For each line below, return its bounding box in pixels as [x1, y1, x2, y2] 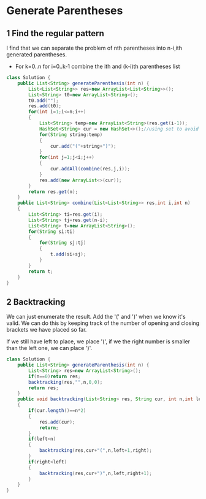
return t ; [28, 268, 53, 275]
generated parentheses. [6, 51, 67, 58]
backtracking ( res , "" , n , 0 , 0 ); [28, 379, 103, 385]
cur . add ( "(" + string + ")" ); [50, 143, 116, 149]
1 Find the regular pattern [6, 28, 104, 39]
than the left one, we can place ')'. [6, 345, 93, 352]
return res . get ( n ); [28, 188, 78, 195]
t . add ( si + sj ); [50, 251, 86, 257]
